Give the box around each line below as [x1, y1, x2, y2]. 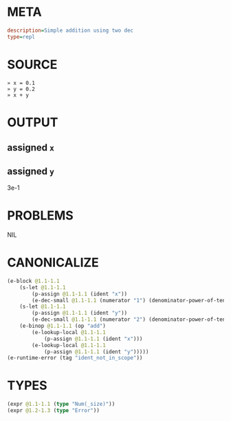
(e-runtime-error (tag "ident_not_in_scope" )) [7, 355, 143, 362]
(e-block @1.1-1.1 [7, 277, 60, 284]
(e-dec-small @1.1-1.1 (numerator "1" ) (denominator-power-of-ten [32, 297, 226, 304]
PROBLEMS [7, 208, 74, 224]
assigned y [7, 165, 55, 177]
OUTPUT [7, 115, 58, 130]
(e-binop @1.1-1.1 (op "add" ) [19, 322, 107, 330]
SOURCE [7, 57, 58, 72]
